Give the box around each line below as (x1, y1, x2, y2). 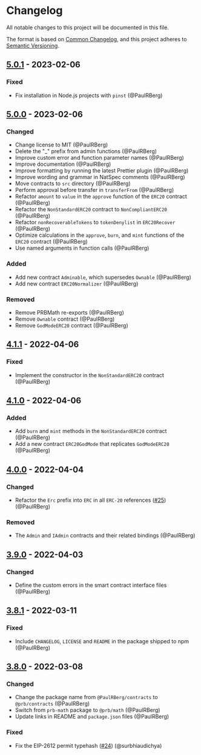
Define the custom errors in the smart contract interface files (15, 581, 167, 589)
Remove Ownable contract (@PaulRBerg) (15, 315, 115, 323)
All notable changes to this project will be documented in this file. (6, 24, 170, 31)
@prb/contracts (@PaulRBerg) (15, 700, 90, 708)
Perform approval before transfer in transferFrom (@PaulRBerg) (15, 186, 174, 194)
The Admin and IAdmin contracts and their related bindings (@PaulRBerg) (15, 532, 196, 539)
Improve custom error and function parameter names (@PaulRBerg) (15, 154, 185, 162)
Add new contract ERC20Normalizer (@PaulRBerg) (15, 280, 139, 287)
